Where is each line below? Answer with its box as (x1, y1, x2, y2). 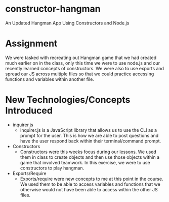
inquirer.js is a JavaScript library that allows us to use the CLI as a (20, 127, 157, 133)
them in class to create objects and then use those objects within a (20, 154, 160, 160)
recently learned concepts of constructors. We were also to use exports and (5, 65, 164, 71)
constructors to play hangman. (20, 165, 85, 171)
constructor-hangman (5, 3, 101, 15)
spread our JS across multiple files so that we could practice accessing (5, 71, 154, 77)
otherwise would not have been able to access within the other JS (20, 186, 158, 192)
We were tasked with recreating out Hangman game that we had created (5, 54, 157, 61)
